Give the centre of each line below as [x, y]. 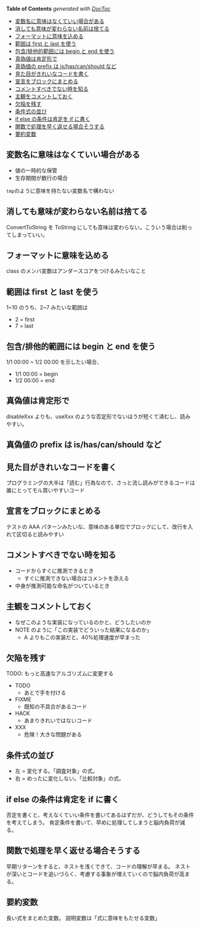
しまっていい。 [29, 235]
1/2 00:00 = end [35, 380]
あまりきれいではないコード [58, 721]
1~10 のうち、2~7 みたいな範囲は [47, 308]
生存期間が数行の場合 [41, 178]
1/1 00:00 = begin [36, 374]
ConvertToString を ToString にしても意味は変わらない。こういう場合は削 [97, 227]
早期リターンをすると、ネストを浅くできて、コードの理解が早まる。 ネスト [98, 866]
